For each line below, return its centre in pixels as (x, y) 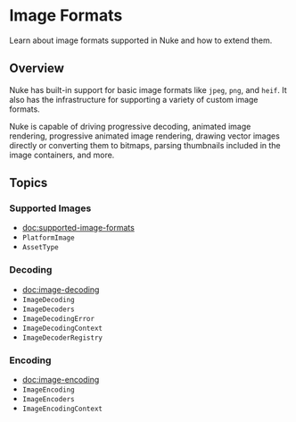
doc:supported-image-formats (78, 228)
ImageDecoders (48, 309)
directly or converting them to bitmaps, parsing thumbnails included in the (145, 145)
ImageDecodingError (58, 318)
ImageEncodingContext (62, 409)
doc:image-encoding (61, 380)
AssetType (41, 248)
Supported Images (50, 208)
